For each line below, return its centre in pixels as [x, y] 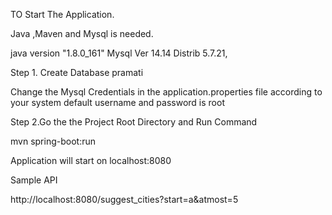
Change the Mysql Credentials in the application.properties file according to [166, 92]
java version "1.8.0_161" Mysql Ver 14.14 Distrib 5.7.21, [119, 53]
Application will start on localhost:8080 [91, 160]
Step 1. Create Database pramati [77, 72]
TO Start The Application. [62, 14]
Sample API [34, 180]
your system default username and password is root [117, 102]
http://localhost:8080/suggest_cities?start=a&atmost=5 [124, 199]
